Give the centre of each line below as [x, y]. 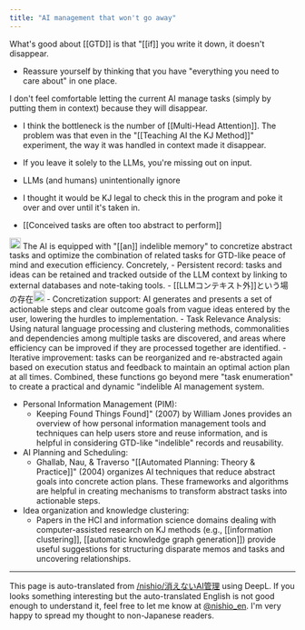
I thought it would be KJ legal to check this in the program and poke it [152, 197]
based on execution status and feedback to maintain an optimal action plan [150, 367]
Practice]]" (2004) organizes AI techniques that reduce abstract [156, 471]
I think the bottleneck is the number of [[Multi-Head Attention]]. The [149, 125]
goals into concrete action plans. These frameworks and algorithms [162, 481]
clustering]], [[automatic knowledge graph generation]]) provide [156, 539]
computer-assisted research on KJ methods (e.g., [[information [154, 529]
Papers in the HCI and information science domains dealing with [156, 520]
